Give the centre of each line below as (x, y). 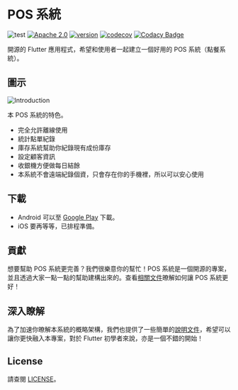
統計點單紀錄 (36, 138)
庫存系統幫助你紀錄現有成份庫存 (64, 147)
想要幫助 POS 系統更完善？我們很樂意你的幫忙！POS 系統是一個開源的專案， (119, 269)
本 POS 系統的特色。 (37, 115)
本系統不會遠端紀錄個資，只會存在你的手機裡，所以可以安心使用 (110, 174)
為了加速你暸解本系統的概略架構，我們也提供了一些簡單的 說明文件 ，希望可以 (119, 330)
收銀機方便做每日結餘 (49, 165)
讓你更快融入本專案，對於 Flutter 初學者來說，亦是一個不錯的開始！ (106, 338)
